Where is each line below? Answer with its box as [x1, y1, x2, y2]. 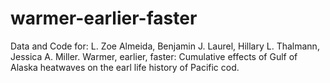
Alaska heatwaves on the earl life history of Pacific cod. [10, 61, 240, 73]
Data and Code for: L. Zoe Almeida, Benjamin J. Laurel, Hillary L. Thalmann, [10, 40, 320, 52]
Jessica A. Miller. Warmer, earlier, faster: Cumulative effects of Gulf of [10, 50, 298, 62]
